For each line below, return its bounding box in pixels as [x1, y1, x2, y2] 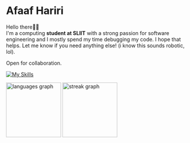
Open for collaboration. [6, 60, 62, 67]
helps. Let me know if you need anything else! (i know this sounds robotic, [6, 42, 185, 49]
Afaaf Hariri [6, 4, 64, 18]
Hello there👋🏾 [6, 23, 40, 30]
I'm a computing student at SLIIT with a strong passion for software [6, 29, 170, 36]
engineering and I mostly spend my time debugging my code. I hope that [6, 36, 181, 43]
